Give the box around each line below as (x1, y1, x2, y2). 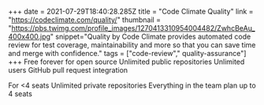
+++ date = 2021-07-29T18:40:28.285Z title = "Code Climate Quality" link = (8, 7, 254, 16)
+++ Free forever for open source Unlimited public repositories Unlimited (8, 57, 245, 66)
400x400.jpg (8, 32, 51, 41)
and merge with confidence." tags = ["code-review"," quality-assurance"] (8, 49, 247, 58)
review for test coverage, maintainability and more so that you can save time (8, 40, 256, 50)
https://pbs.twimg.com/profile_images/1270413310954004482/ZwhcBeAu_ (11, 24, 255, 32)
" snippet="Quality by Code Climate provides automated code (50, 32, 251, 41)
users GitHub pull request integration (8, 66, 128, 74)
